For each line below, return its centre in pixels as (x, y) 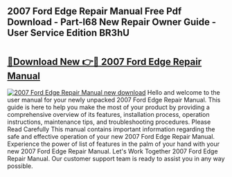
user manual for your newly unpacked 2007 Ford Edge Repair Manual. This (114, 100)
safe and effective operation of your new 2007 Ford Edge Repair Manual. (111, 137)
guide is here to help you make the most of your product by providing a (108, 107)
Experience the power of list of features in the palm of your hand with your (114, 144)
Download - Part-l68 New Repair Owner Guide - (112, 22)
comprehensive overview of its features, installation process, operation (108, 114)
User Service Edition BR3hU (69, 33)
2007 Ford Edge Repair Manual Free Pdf (95, 11)
